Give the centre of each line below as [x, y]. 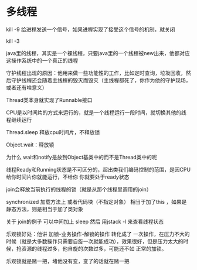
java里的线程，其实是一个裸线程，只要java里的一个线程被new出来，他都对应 [98, 53]
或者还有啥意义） [27, 87]
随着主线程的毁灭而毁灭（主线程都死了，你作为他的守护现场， [116, 80]
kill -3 [13, 41]
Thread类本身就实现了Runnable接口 [49, 100]
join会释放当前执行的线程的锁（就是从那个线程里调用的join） [79, 189]
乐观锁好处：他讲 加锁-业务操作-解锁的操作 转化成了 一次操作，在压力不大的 [98, 234]
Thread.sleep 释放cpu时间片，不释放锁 [53, 132]
